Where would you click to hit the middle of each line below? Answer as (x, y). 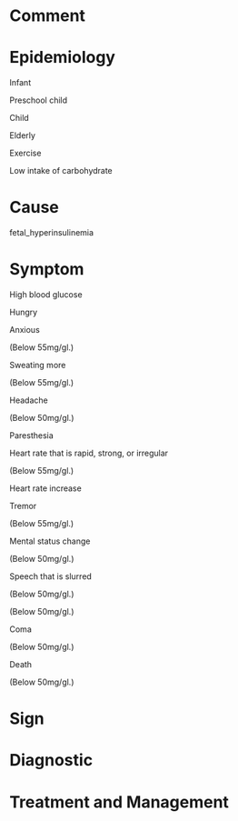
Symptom (47, 270)
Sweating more (38, 365)
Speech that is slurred (51, 576)
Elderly (23, 135)
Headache (29, 400)
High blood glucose (46, 295)
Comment (48, 16)
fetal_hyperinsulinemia (51, 233)
